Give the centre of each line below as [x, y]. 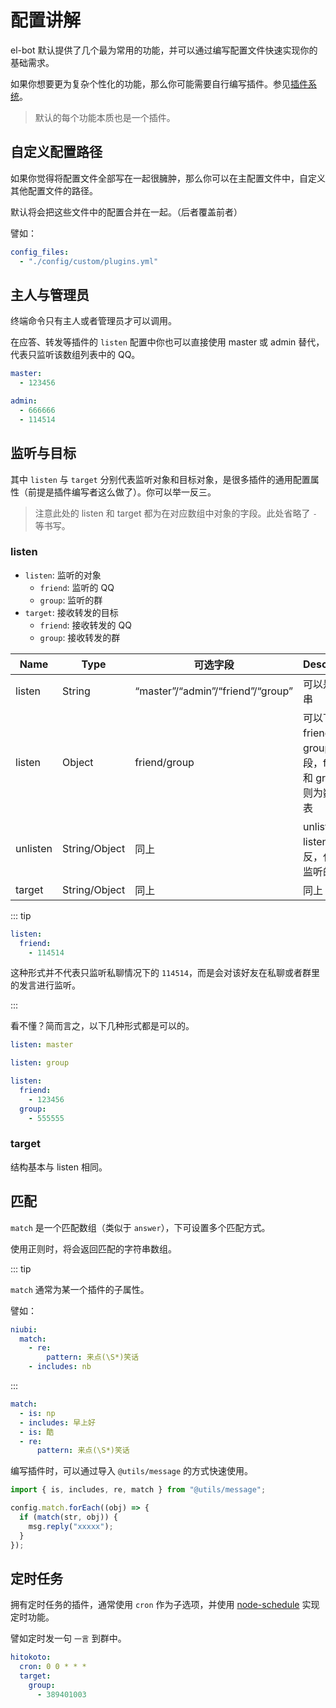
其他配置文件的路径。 [54, 190]
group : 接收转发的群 [80, 637]
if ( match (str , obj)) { [68, 1517]
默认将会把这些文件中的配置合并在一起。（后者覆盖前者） [126, 212]
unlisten [34, 848]
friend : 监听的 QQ [77, 587]
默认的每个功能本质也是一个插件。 [105, 117]
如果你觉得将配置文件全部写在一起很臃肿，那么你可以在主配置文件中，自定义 [168, 178]
